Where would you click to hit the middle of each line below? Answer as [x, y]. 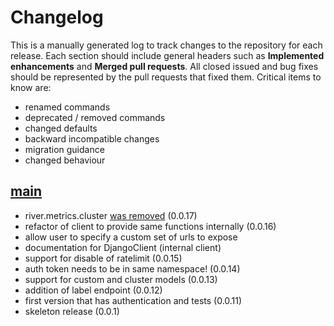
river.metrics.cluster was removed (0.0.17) [111, 215]
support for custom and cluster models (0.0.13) [121, 279]
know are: [31, 87]
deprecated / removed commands [95, 117]
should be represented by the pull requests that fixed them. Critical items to [166, 77]
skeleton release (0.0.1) [72, 311]
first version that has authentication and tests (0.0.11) [133, 300]
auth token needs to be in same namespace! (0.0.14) [132, 268]
